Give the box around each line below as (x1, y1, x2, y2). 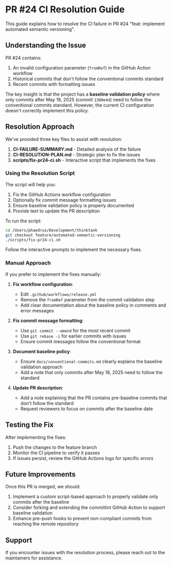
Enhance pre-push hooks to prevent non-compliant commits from (12, 516, 152, 522)
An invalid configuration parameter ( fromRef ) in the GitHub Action (12, 64, 151, 70)
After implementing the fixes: (5, 434, 67, 440)
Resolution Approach (5, 122, 74, 131)
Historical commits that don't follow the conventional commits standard (12, 76, 164, 82)
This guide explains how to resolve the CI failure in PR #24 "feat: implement (5, 21, 165, 27)
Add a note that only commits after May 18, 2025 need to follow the (20, 369, 163, 375)
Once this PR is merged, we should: (5, 484, 81, 490)
